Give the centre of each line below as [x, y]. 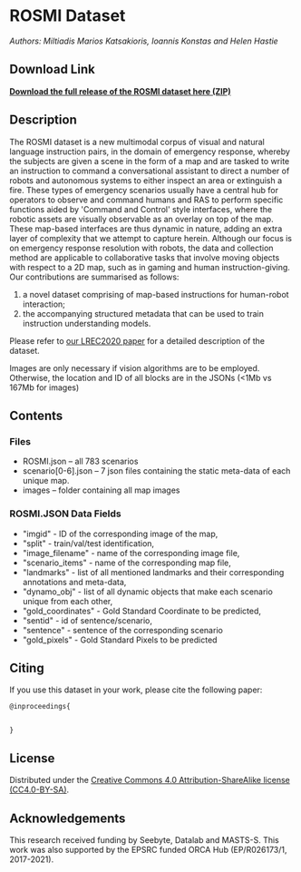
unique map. [46, 481]
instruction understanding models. [87, 323]
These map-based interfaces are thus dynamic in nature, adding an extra [146, 229]
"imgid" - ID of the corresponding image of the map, [120, 534]
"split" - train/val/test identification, [88, 543]
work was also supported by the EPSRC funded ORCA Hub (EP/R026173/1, [148, 849]
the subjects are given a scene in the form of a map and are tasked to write [150, 161]
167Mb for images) [44, 387]
